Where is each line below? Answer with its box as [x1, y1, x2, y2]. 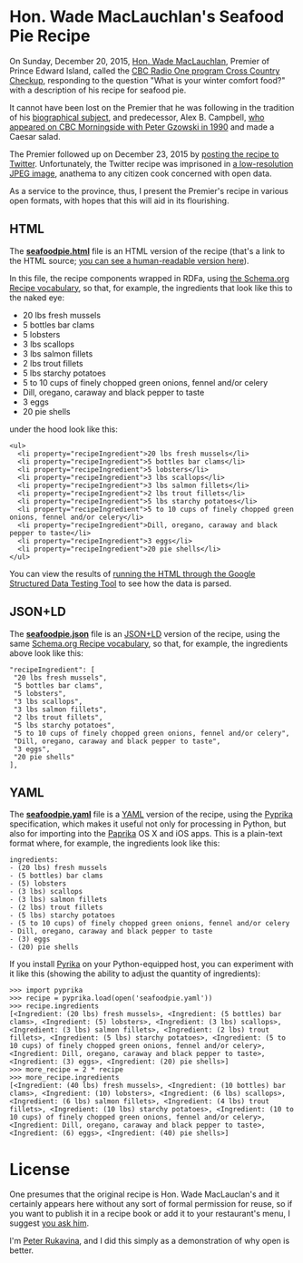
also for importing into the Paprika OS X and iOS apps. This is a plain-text [9, 828, 283, 839]
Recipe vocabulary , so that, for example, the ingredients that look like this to [9, 282, 293, 293]
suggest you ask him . [9, 1218, 89, 1229]
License [9, 1159, 71, 1180]
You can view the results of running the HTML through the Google [9, 568, 256, 579]
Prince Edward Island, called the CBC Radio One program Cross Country [9, 65, 280, 76]
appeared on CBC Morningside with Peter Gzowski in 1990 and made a [9, 121, 275, 132]
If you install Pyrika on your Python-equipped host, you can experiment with [9, 959, 294, 970]
